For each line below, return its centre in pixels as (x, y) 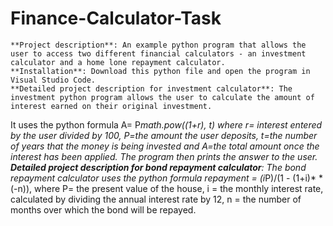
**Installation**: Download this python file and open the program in (160, 71)
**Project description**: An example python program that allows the (158, 45)
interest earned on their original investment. (111, 106)
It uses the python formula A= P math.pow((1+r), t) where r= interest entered (166, 124)
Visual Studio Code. (53, 80)
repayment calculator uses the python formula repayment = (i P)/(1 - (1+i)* (163, 178)
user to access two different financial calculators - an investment (158, 53)
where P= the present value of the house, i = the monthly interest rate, (179, 188)
